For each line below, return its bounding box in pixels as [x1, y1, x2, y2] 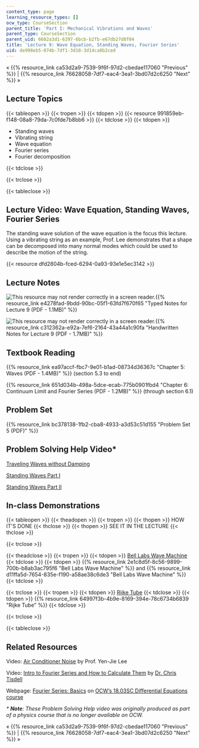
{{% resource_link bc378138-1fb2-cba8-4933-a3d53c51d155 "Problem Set [6, 421, 191, 428]
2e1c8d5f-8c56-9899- [127, 558, 183, 566]
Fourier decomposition [14, 153, 71, 160]
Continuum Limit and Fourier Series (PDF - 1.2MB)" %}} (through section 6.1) [6, 388, 194, 395]
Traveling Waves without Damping [6, 460, 91, 467]
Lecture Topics [6, 94, 63, 104]
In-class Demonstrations [6, 501, 100, 511]
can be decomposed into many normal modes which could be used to [6, 243, 178, 250]
